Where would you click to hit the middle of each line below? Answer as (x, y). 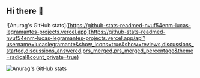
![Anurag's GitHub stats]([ (38, 25)
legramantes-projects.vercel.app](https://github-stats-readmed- (86, 32)
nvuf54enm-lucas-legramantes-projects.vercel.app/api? (76, 38)
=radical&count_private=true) (43, 57)
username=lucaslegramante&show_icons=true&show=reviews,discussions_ (100, 44)
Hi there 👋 (25, 11)
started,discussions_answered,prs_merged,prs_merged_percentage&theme (100, 51)
